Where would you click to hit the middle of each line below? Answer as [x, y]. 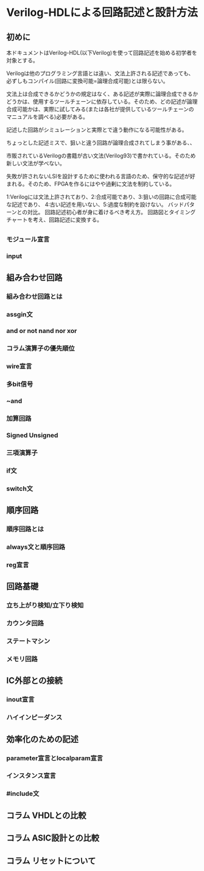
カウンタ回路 [25, 623]
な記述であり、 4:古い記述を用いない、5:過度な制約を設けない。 [86, 204]
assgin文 [20, 314]
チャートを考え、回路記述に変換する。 [54, 220]
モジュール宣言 [28, 240]
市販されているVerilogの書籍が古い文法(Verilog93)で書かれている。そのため [101, 156]
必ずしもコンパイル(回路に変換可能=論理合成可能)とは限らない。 [87, 81]
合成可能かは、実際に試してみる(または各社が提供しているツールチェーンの [100, 109]
